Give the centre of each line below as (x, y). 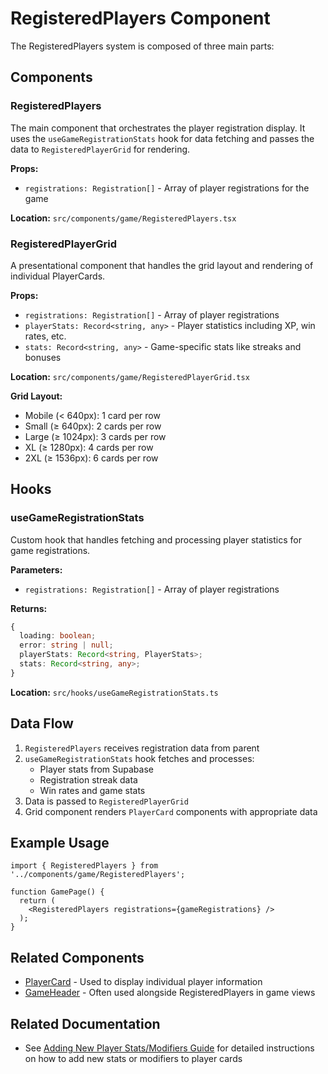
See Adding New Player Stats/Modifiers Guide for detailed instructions (169, 1048)
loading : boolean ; (58, 636)
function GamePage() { (57, 892)
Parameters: (36, 569)
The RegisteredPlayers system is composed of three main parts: (142, 46)
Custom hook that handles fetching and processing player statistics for (156, 539)
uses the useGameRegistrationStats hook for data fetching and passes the (162, 138)
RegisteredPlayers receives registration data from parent (142, 748)
